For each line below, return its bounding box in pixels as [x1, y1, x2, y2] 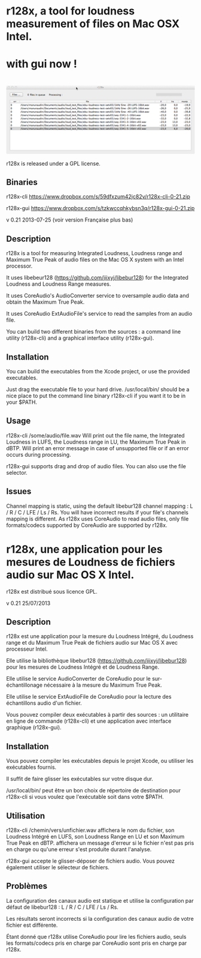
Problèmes [6, 881, 48, 891]
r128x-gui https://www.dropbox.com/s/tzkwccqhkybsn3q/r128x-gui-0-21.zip [6, 205, 195, 212]
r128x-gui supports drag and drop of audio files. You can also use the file [6, 462, 187, 469]
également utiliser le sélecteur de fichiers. [6, 864, 109, 871]
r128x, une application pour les [6, 542, 163, 556]
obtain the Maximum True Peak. [6, 298, 85, 306]
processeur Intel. [6, 645, 48, 652]
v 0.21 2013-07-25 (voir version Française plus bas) [6, 216, 133, 223]
